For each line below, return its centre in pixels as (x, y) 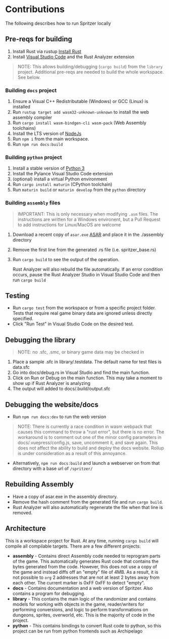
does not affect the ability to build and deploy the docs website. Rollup (91, 448)
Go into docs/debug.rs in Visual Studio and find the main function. (81, 373)
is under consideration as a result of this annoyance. (72, 454)
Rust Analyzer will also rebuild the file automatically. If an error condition (88, 269)
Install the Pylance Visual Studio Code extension (63, 174)
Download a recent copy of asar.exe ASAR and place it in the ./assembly (88, 234)
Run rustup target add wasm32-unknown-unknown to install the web (81, 112)
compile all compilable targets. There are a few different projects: (73, 546)
